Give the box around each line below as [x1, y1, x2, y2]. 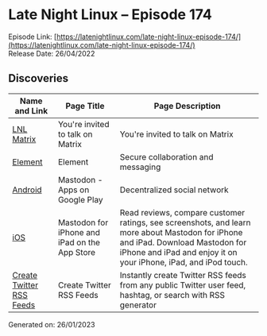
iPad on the [58, 237, 101, 248]
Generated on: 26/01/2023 [8, 319, 95, 329]
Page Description [153, 100, 221, 111]
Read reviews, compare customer [119, 207, 246, 218]
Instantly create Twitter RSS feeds [119, 269, 246, 280]
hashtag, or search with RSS [119, 289, 225, 300]
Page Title [65, 100, 105, 111]
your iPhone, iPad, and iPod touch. [119, 257, 248, 268]
